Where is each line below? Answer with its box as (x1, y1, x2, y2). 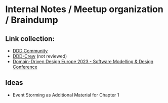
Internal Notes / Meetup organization (5, 4, 163, 15)
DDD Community (12, 48, 48, 54)
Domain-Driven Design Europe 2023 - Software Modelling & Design (12, 59, 153, 64)
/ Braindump (5, 14, 58, 26)
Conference (12, 64, 38, 70)
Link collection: (5, 34, 55, 43)
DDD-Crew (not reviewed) (12, 53, 67, 59)
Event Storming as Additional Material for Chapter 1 (12, 92, 119, 98)
